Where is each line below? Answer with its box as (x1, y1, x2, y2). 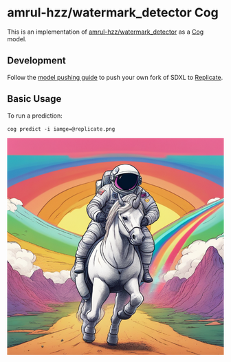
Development (7, 55, 67, 67)
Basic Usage (7, 93, 62, 105)
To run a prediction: (7, 111, 63, 120)
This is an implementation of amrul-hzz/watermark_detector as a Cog (7, 28, 204, 36)
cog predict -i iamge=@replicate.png (7, 125, 115, 132)
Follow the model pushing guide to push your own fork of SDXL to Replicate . (7, 73, 223, 81)
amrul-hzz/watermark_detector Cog (7, 5, 219, 21)
